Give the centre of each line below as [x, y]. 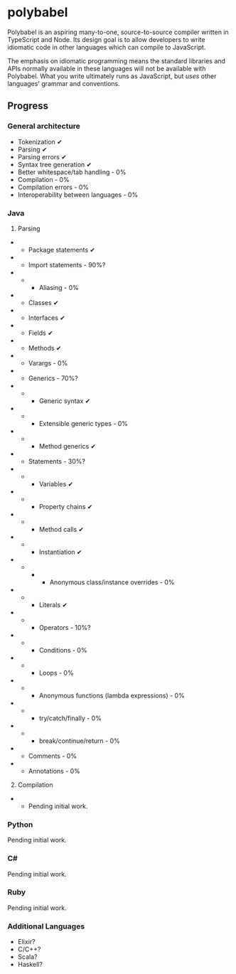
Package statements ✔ [62, 250]
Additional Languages [46, 926]
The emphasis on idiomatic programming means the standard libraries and [117, 60]
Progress [28, 106]
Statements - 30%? [57, 461]
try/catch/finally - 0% [70, 718]
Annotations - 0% [54, 771]
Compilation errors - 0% [53, 187]
